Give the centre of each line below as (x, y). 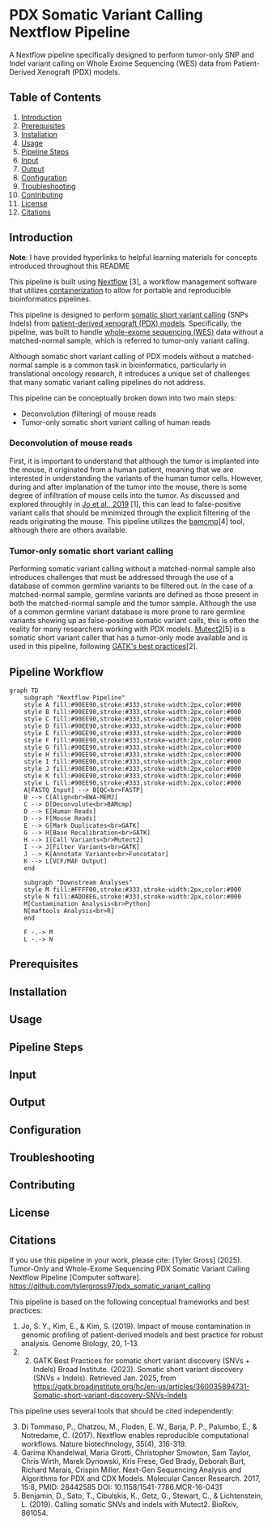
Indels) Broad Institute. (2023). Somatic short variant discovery (138, 1369)
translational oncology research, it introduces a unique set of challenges (130, 373)
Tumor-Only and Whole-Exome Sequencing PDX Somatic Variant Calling (130, 1268)
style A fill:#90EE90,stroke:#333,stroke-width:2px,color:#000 (133, 704)
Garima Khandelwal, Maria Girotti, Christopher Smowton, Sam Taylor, (136, 1453)
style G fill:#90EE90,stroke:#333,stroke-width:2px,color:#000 (133, 747)
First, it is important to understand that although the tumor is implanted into (134, 461)
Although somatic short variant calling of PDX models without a (115, 356)
